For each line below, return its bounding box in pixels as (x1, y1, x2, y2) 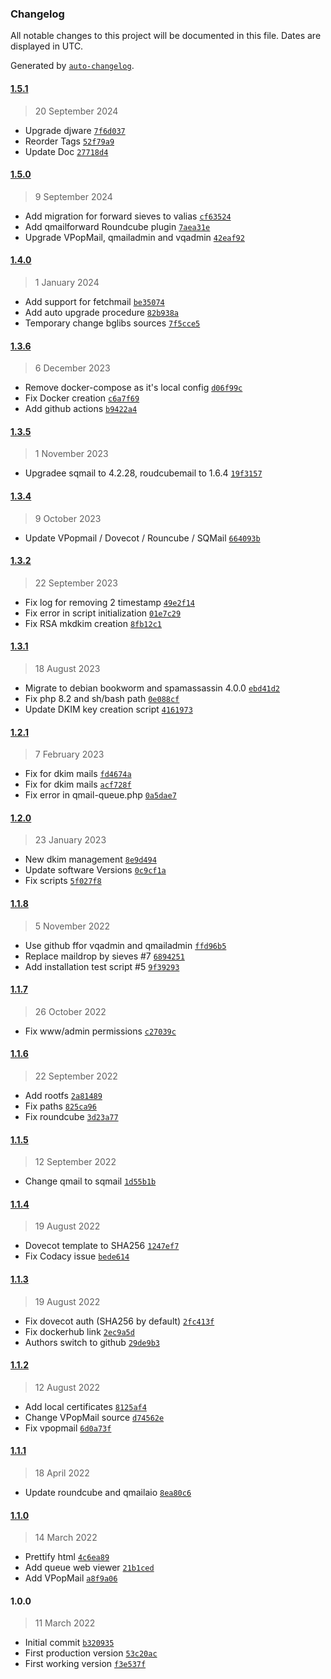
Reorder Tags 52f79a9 (24, 135, 115, 147)
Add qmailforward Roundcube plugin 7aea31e (24, 220, 211, 232)
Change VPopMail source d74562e (24, 1411, 165, 1423)
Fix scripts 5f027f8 (24, 875, 102, 887)
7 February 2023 (34, 748, 105, 761)
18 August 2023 (34, 662, 101, 674)
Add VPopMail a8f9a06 (24, 1572, 118, 1584)
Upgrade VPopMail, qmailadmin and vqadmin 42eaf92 (24, 231, 245, 243)
